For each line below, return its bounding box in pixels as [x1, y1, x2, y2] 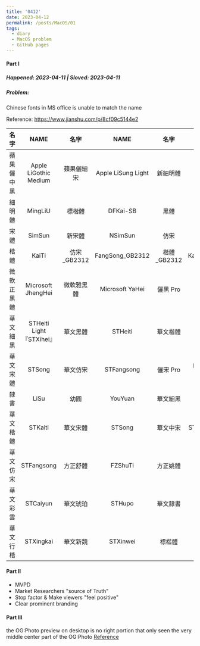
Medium [27, 176, 51, 185]
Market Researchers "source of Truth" [14, 588, 109, 595]
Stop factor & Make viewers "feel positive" [14, 594, 119, 601]
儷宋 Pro [157, 366, 180, 374]
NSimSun [109, 231, 136, 239]
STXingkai [24, 537, 54, 545]
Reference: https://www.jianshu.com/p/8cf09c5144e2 [6, 116, 139, 123]
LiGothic [27, 168, 51, 177]
